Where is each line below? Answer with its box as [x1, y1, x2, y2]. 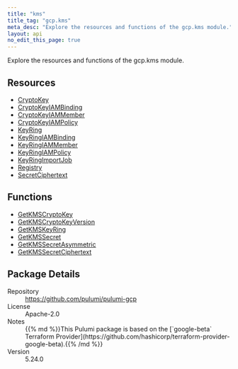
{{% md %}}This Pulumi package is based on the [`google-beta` [25, 324, 212, 333]
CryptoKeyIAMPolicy [17, 118, 79, 126]
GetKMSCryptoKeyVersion [17, 217, 96, 226]
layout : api [7, 30, 42, 38]
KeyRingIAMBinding [17, 132, 76, 142]
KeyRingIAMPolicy [17, 148, 72, 157]
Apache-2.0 [25, 310, 60, 318]
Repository [7, 287, 39, 295]
